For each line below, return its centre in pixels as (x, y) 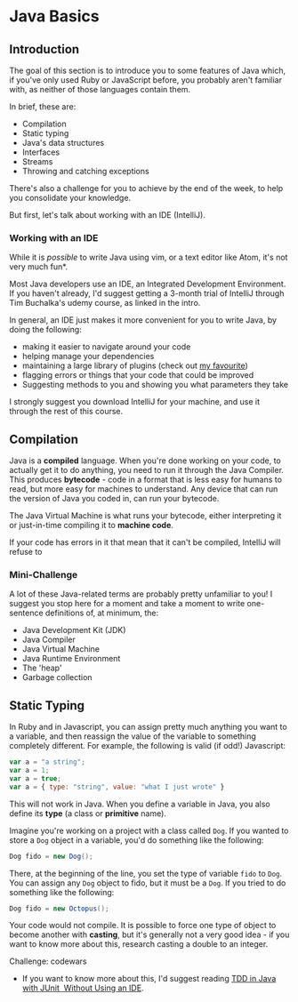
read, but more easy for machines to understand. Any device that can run (144, 489)
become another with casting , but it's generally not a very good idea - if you (149, 934)
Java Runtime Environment (71, 659)
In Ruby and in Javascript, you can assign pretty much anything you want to (148, 727)
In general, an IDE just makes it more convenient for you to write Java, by (143, 320)
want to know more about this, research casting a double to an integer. (139, 944)
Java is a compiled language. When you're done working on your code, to (145, 461)
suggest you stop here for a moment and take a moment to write (127, 604)
